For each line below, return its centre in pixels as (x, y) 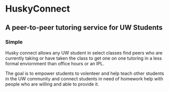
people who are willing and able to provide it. (52, 84)
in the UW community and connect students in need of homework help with (84, 78)
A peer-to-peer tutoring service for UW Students (84, 28)
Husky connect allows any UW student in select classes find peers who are (84, 53)
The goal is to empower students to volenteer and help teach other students (85, 73)
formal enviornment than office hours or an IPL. (55, 63)
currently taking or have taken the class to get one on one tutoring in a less (84, 58)
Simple (14, 42)
